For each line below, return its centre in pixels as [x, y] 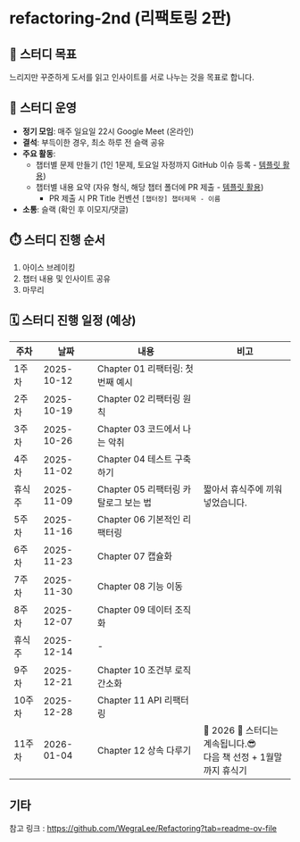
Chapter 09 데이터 [134, 610]
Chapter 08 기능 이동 [140, 587]
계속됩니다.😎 [230, 744]
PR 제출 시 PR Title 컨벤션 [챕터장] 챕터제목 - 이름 [135, 198]
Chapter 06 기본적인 [139, 520]
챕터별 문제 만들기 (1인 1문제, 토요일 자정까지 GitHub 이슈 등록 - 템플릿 [158, 164]
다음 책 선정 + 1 [234, 757]
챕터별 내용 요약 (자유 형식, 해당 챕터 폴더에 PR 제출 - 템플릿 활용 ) [150, 187]
